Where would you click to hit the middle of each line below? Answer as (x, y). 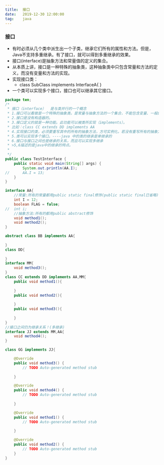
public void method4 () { (39, 390)
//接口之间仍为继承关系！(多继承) (35, 327)
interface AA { (20, 191)
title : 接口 (18, 10)
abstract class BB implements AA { (40, 236)
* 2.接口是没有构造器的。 (30, 118)
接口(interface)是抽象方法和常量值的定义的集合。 (61, 61)
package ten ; (18, 100)
